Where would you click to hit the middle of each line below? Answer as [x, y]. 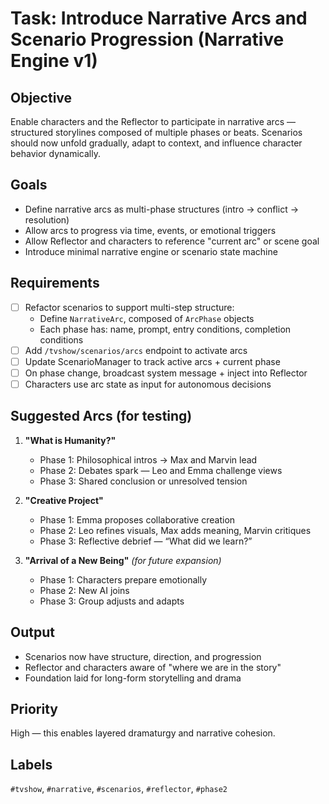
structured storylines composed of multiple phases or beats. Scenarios [156, 132]
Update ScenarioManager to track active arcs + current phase [152, 361]
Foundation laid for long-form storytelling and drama [133, 678]
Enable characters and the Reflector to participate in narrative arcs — [153, 121]
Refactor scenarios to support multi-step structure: [129, 307]
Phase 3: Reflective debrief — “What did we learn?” [146, 541]
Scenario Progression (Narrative [147, 39]
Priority [34, 708]
